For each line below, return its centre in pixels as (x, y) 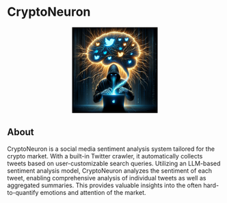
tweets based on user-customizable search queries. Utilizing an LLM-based (114, 163)
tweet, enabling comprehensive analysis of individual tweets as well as (107, 178)
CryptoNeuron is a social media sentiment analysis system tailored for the (111, 149)
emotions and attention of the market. (93, 192)
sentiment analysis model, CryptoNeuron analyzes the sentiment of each (110, 170)
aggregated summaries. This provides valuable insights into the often (104, 185)
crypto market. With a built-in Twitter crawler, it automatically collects (105, 156)
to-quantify (23, 192)
